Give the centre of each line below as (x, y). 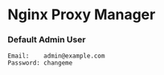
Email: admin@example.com (56, 56)
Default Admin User (47, 40)
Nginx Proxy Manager (82, 15)
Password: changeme (40, 63)
